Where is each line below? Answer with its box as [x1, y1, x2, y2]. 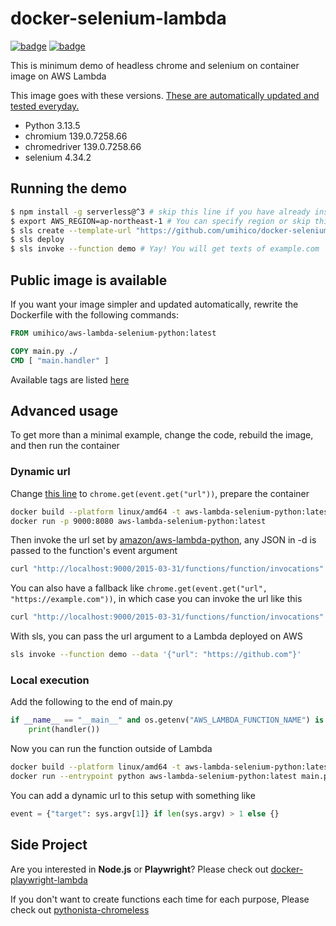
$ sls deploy [10, 235, 65, 245]
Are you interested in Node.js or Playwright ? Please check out [10, 863, 269, 875]
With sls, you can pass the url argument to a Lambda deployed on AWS [10, 630, 303, 642]
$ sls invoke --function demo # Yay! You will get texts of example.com [10, 244, 320, 254]
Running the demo [10, 180, 128, 197]
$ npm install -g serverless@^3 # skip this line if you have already [10, 207, 311, 217]
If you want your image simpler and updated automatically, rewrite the [10, 298, 299, 310]
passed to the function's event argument [10, 545, 178, 557]
